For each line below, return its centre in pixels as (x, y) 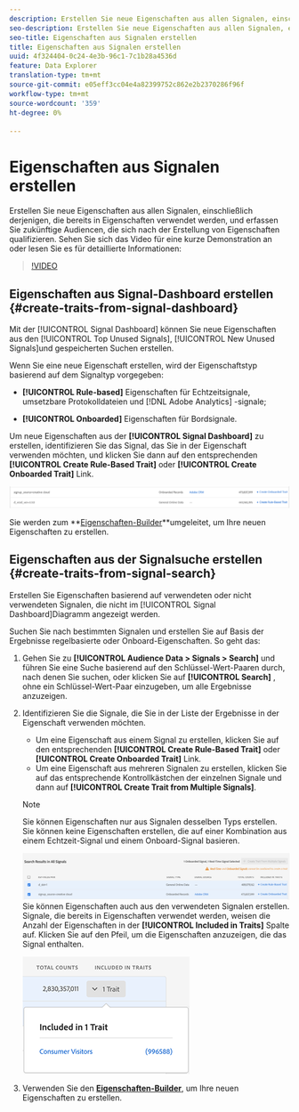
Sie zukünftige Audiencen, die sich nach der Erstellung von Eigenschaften (145, 230)
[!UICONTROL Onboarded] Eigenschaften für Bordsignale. (129, 419)
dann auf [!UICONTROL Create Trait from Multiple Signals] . (145, 787)
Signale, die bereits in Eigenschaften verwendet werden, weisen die (146, 915)
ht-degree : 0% (36, 113)
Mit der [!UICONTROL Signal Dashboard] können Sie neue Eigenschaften (143, 329)
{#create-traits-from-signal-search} (113, 574)
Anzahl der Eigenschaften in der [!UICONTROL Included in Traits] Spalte (156, 925)
